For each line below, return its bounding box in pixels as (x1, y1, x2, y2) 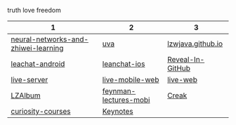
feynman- (102, 86, 136, 96)
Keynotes (102, 107, 133, 116)
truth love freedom (7, 6, 61, 14)
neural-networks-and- (11, 34, 89, 44)
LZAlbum (11, 91, 41, 100)
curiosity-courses (11, 107, 71, 116)
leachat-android (11, 59, 65, 69)
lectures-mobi (102, 95, 150, 105)
